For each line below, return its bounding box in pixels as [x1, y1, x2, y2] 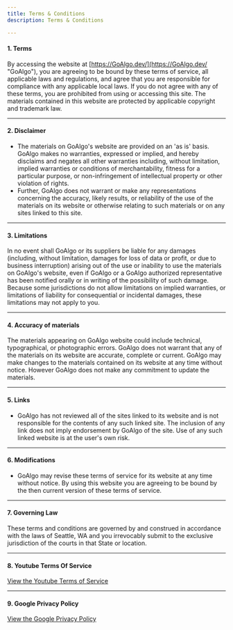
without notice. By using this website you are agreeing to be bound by [17, 478, 217, 487]
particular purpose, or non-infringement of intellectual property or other [17, 171, 223, 180]
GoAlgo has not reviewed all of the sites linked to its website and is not [17, 411, 219, 420]
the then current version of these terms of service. [17, 486, 162, 494]
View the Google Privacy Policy [7, 615, 97, 623]
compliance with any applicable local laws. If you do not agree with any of [7, 81, 218, 90]
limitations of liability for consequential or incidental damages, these [7, 291, 202, 299]
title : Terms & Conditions [7, 10, 85, 17]
